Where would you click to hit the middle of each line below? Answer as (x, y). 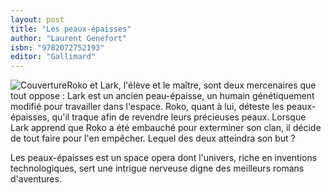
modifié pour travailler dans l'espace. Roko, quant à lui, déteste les (147, 107)
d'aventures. (36, 179)
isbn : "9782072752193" (57, 47)
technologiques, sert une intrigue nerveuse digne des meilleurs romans (157, 168)
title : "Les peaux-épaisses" (71, 29)
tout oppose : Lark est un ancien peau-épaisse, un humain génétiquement (162, 96)
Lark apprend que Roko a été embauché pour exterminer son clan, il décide (166, 128)
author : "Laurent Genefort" (69, 38)
